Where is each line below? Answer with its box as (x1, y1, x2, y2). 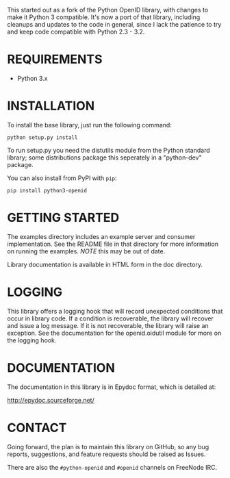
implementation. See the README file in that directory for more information (7, 240, 219, 248)
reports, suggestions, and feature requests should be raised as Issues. (7, 450, 206, 458)
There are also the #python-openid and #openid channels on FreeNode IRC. (7, 463, 218, 471)
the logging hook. (7, 336, 57, 344)
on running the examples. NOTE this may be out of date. (7, 247, 166, 255)
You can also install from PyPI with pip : (7, 174, 118, 182)
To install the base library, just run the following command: (7, 121, 172, 129)
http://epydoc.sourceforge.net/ (7, 396, 94, 404)
